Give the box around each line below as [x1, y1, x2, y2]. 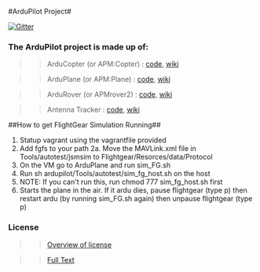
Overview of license [46, 240, 112, 249]
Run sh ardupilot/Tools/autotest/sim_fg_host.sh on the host [19, 169, 211, 178]
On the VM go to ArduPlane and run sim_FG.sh [19, 160, 171, 170]
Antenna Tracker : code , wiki [46, 105, 140, 115]
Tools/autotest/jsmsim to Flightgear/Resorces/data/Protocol [19, 153, 214, 162]
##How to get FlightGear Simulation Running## [8, 120, 161, 130]
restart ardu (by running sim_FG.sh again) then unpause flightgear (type [19, 194, 253, 204]
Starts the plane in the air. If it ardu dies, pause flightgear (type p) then [19, 186, 247, 195]
